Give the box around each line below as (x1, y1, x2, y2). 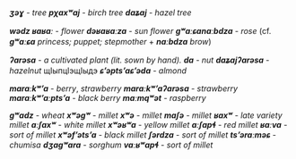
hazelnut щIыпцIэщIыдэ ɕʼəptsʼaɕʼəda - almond (9, 65, 187, 76)
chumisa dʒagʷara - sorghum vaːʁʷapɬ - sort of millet (9, 139, 213, 150)
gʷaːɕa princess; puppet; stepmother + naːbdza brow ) (9, 37, 213, 46)
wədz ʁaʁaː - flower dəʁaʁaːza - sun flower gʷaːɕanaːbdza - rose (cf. (9, 26, 272, 36)
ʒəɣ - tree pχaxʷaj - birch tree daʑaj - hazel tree (9, 7, 192, 18)
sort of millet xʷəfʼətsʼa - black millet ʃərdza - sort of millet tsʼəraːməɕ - (9, 130, 276, 140)
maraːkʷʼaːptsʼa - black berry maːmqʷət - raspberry (9, 93, 206, 103)
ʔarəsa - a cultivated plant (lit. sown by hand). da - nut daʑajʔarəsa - (9, 54, 270, 65)
